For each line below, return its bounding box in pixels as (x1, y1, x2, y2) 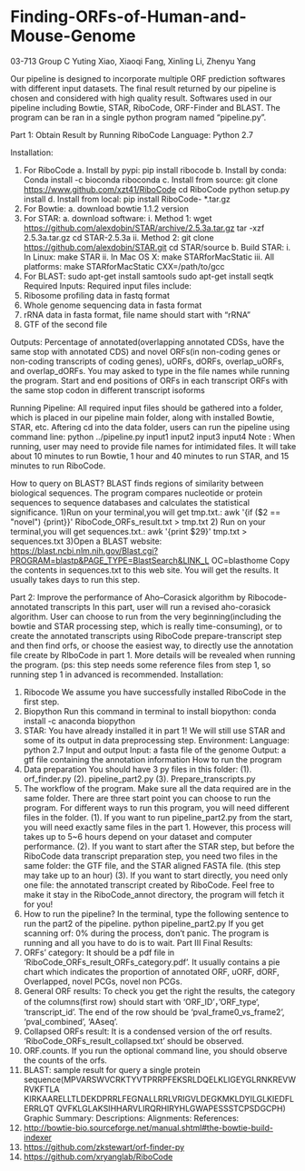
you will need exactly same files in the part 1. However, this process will (23, 822, 291, 832)
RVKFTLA (23, 1083, 60, 1095)
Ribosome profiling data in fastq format (23, 290, 171, 300)
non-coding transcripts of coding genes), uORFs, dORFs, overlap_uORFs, (10, 356, 285, 367)
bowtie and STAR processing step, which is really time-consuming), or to (10, 620, 283, 632)
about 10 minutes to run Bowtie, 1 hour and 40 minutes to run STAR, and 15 (10, 450, 290, 461)
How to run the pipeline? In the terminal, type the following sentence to (23, 908, 290, 919)
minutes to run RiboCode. (10, 460, 106, 471)
